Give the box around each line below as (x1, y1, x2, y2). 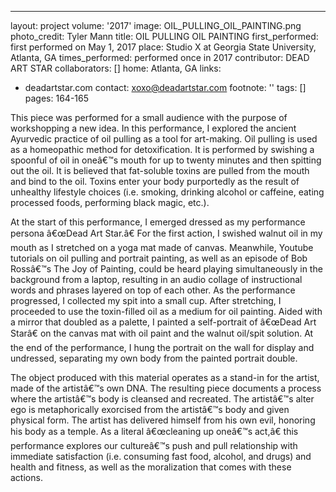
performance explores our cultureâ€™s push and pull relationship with (10, 440, 298, 451)
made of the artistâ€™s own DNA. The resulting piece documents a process (10, 382, 322, 394)
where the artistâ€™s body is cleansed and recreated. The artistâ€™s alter (10, 393, 315, 405)
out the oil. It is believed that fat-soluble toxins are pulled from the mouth (10, 165, 310, 176)
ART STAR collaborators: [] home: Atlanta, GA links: (10, 62, 222, 74)
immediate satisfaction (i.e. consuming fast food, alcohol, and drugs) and (10, 451, 312, 462)
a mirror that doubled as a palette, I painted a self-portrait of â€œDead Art (10, 316, 317, 328)
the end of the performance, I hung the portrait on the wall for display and (10, 342, 315, 353)
